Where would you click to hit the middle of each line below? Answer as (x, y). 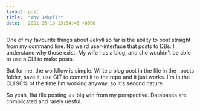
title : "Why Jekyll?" (35, 17)
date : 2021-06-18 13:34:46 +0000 (51, 23)
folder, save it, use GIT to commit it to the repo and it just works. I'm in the (98, 77)
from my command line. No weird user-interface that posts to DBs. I (90, 46)
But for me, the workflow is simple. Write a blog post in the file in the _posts (100, 71)
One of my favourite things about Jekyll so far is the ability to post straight (98, 40)
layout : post (23, 12)
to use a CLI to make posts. (40, 59)
